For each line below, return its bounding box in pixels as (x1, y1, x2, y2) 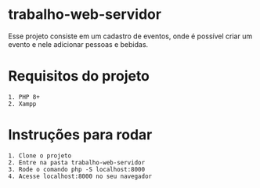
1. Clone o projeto (8, 151, 72, 160)
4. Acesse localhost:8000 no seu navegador (8, 172, 153, 180)
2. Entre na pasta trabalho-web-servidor (8, 158, 146, 166)
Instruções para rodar (8, 126, 153, 144)
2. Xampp (8, 99, 37, 107)
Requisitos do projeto (8, 67, 150, 85)
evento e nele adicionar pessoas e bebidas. (8, 39, 149, 49)
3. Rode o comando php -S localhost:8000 (8, 165, 146, 173)
